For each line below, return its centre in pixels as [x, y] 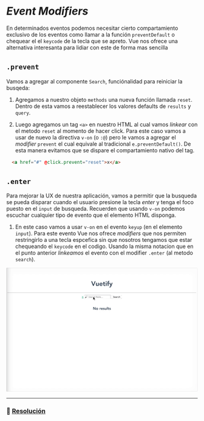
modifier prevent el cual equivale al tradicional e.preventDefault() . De [103, 144]
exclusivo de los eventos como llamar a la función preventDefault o [90, 34]
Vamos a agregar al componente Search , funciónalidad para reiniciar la [94, 81]
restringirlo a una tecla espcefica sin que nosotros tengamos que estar [104, 240]
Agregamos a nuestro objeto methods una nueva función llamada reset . [104, 99]
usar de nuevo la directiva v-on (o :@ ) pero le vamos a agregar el [95, 137]
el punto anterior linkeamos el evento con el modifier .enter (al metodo [104, 253]
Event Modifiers [47, 11]
